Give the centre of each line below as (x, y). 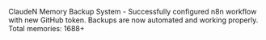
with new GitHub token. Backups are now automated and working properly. (133, 20)
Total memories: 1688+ (46, 28)
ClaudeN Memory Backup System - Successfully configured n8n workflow (133, 12)
